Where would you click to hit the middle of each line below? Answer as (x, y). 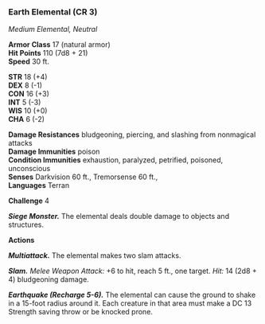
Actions (21, 240)
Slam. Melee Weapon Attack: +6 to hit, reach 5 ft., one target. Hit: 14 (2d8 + (132, 271)
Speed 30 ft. (29, 61)
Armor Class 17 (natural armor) (60, 45)
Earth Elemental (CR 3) (53, 12)
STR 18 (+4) (28, 77)
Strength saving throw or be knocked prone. (81, 312)
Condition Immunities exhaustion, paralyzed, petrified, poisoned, (116, 160)
